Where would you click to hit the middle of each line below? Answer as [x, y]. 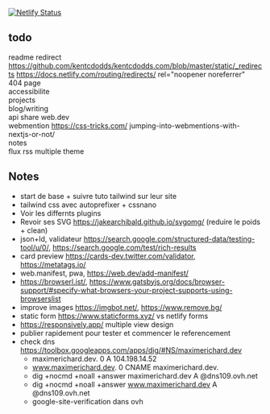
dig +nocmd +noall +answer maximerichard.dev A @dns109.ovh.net [145, 375]
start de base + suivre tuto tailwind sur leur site [98, 196]
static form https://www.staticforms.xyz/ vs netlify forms [114, 316]
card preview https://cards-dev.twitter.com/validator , [108, 256]
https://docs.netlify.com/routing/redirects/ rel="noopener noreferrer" [131, 74]
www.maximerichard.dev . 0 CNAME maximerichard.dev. [125, 367]
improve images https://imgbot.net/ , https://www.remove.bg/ [121, 307]
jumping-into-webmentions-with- [185, 126]
